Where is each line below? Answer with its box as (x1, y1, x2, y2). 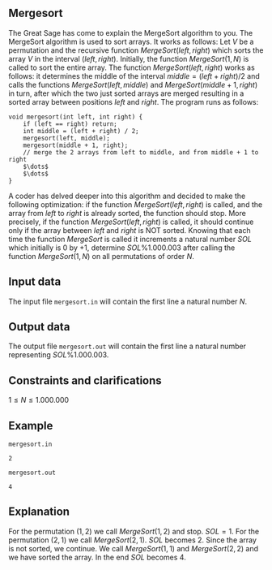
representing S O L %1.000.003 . (8, 350, 109, 360)
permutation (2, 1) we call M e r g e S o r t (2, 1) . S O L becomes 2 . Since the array (8, 535, 257, 545)
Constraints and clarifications (8, 374, 162, 387)
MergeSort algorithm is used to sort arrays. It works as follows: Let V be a (8, 37, 254, 46)
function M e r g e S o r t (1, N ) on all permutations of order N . (8, 251, 194, 261)
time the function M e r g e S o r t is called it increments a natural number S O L (8, 234, 253, 244)
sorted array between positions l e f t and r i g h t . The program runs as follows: (8, 97, 259, 106)
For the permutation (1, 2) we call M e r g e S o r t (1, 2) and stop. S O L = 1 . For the (8, 526, 260, 536)
